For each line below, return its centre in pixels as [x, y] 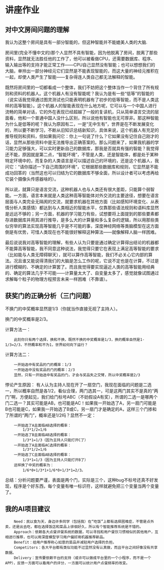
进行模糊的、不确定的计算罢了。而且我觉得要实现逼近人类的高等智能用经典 [80, 267]
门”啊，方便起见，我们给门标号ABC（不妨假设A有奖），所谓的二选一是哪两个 [81, 397]
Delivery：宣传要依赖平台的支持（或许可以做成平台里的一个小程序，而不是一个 [82, 558]
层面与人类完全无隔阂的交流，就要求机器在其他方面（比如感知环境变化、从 [80, 201]
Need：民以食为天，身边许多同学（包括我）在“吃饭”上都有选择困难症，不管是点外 [84, 521]
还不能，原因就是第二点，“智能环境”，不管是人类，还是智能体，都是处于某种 [82, 155]
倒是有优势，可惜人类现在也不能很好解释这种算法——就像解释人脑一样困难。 [82, 232]
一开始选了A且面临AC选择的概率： [43, 445]
